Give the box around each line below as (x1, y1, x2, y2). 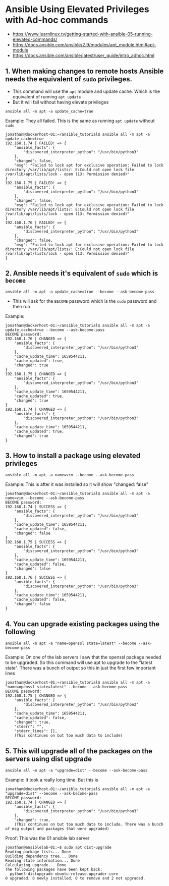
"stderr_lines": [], (14, 729, 58, 734)
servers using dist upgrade (5, 754, 92, 763)
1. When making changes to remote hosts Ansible (5, 67, 164, 76)
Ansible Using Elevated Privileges (5, 4, 150, 15)
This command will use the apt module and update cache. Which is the (12, 88, 160, 94)
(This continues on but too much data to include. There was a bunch (14, 822, 164, 827)
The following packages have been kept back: (5, 867, 102, 872)
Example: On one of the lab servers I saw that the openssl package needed (5, 654, 161, 660)
